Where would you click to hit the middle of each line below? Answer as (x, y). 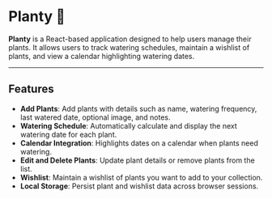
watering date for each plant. (68, 134)
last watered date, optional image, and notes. (95, 117)
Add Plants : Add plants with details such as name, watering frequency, (138, 108)
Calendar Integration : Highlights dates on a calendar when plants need (139, 143)
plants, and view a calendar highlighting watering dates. (102, 56)
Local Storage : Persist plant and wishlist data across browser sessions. (139, 186)
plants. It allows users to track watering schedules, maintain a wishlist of (129, 47)
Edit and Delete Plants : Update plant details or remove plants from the (137, 160)
